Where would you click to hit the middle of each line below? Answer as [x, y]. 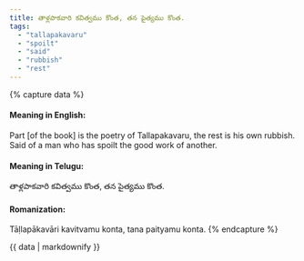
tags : [20, 26]
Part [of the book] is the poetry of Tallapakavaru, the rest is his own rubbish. [152, 136]
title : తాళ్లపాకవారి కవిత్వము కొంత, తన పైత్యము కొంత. [97, 18]
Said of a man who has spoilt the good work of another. [113, 146]
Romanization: [38, 209]
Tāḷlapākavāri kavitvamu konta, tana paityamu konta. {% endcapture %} [144, 229]
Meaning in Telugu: [47, 166]
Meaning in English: [48, 115]
